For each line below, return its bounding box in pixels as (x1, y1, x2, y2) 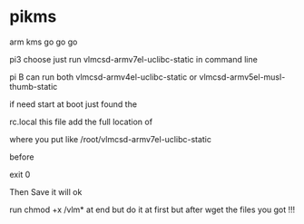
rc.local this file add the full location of (9, 116, 152, 127)
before (9, 151, 34, 162)
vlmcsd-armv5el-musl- (199, 71, 286, 83)
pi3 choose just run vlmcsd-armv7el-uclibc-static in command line (9, 54, 259, 64)
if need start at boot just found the (9, 98, 138, 110)
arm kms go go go (9, 36, 78, 47)
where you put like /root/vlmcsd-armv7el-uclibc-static (9, 133, 211, 144)
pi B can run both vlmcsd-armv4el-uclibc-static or (9, 71, 198, 83)
